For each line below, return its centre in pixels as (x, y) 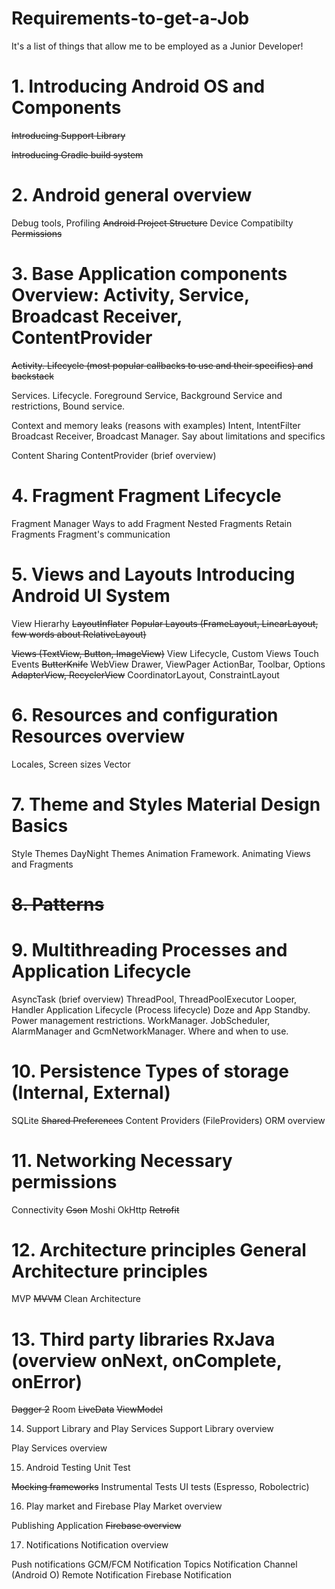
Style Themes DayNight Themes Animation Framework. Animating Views (161, 853)
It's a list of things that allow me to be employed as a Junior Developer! (157, 46)
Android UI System (91, 595)
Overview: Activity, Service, (130, 295)
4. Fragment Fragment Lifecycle (146, 495)
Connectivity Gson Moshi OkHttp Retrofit (95, 1209)
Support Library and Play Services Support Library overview (149, 1429)
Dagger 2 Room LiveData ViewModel (87, 1409)
